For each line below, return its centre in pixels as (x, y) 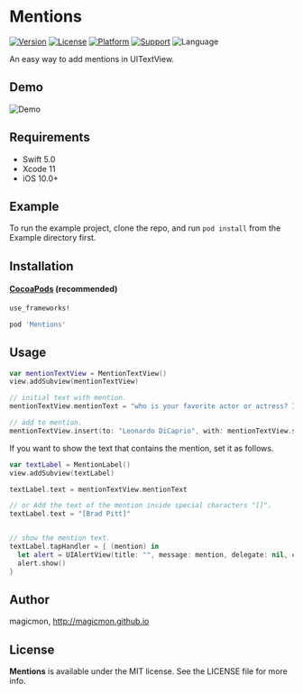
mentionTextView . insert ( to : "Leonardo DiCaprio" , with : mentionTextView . (151, 431)
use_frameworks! (40, 308)
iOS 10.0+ (40, 178)
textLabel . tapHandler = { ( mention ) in (84, 547)
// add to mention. (46, 423)
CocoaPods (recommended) (64, 289)
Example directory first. (53, 238)
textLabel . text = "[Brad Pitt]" (70, 514)
